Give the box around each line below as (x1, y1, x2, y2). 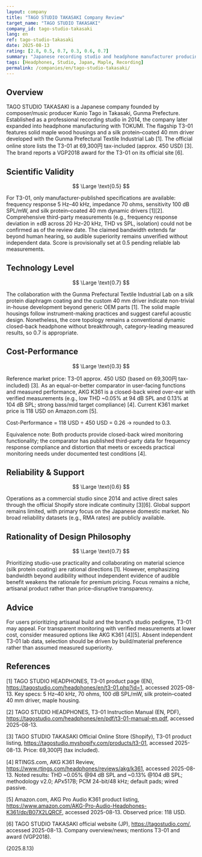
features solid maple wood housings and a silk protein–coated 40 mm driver (6, 129, 194, 136)
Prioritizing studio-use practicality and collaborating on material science (6, 559, 185, 567)
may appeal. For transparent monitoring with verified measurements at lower (6, 625, 196, 632)
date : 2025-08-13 (6, 43, 50, 49)
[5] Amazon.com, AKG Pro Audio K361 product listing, (6, 796, 139, 803)
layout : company (6, 8, 47, 15)
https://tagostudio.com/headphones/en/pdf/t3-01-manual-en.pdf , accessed (6, 715, 194, 722)
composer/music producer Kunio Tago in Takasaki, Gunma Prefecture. (6, 110, 180, 117)
